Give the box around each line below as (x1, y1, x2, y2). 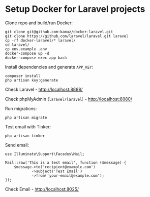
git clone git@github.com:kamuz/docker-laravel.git (5, 29, 113, 34)
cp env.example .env (5, 46, 48, 51)
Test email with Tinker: (5, 123, 51, 129)
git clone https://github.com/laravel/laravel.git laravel (5, 34, 129, 39)
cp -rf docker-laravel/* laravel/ (5, 38, 76, 43)
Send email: (5, 142, 30, 148)
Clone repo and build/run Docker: (5, 20, 73, 26)
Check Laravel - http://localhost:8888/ (5, 86, 83, 92)
